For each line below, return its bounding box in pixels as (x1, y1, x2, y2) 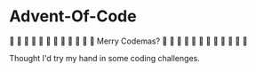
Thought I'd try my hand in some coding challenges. (9, 52, 200, 63)
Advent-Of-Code (9, 6, 137, 27)
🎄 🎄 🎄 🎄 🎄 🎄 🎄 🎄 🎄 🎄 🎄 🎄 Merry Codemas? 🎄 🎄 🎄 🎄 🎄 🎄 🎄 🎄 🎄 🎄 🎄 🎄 (9, 36, 248, 46)
